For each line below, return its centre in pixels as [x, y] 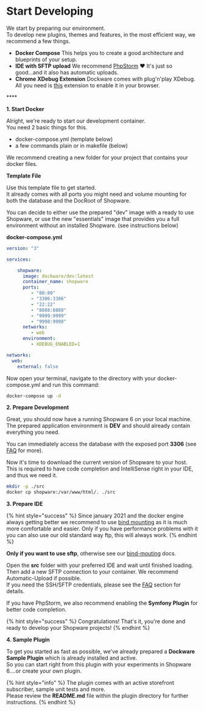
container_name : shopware [55, 282]
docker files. [22, 164]
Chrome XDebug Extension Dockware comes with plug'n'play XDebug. [105, 79]
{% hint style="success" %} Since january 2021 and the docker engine [95, 516]
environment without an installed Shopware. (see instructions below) [92, 225]
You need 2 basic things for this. [47, 127]
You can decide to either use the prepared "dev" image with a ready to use [100, 212]
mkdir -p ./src [26, 486]
